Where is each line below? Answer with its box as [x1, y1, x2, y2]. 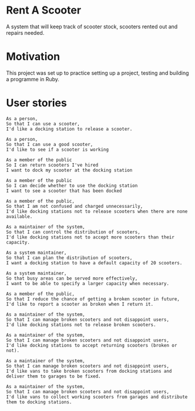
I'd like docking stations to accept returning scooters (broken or [6, 342, 177, 348]
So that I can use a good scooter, [6, 141, 93, 147]
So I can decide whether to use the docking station [6, 183, 138, 188]
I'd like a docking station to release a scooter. [6, 126, 133, 132]
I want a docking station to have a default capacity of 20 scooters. [6, 260, 183, 266]
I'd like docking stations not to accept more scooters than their [6, 234, 175, 240]
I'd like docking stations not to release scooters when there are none [6, 208, 188, 214]
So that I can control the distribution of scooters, [6, 229, 141, 235]
